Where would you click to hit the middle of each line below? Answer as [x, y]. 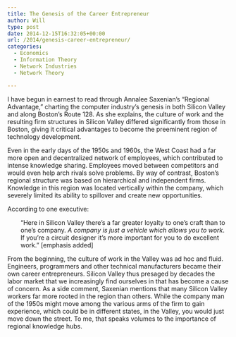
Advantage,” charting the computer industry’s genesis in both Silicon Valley [117, 106]
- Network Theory [39, 73]
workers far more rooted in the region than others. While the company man [116, 296]
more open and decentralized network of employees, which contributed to [115, 158]
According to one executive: [48, 209]
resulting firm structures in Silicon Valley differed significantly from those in [117, 121]
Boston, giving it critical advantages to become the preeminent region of [112, 129]
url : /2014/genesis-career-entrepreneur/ [69, 40]
